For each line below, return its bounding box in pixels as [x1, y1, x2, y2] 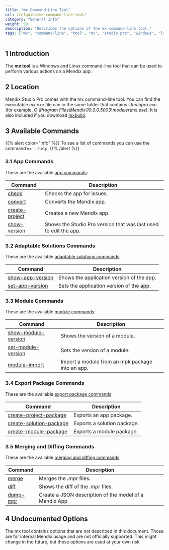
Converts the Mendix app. [45, 198, 107, 205]
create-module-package [8, 428, 68, 435]
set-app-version [8, 283, 48, 290]
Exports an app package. [73, 411, 132, 419]
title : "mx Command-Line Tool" [5, 7, 71, 13]
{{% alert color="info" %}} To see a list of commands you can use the [5, 140, 150, 146]
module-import [8, 361, 44, 368]
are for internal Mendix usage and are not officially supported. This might [5, 533, 157, 539]
